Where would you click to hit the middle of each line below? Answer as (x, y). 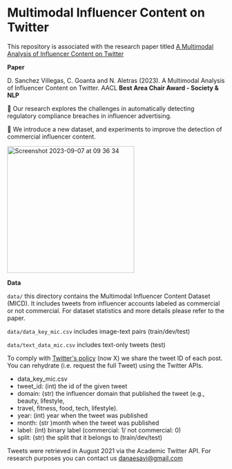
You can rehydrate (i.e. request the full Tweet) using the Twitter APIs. (105, 365)
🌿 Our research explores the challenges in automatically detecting (101, 108)
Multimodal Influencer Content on (106, 13)
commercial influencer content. (52, 137)
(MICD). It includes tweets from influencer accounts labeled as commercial (114, 303)
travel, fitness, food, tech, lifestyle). (68, 408)
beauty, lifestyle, (41, 401)
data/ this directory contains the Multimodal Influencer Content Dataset (109, 296)
